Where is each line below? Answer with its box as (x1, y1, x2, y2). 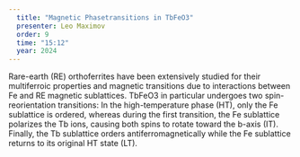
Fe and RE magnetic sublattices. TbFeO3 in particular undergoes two (8, 91, 263, 101)
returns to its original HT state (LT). (8, 138, 138, 149)
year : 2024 (16, 47, 57, 56)
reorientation (8, 100, 56, 110)
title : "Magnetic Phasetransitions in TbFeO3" (16, 13, 194, 22)
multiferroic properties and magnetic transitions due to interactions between (8, 81, 291, 92)
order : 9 (16, 30, 49, 39)
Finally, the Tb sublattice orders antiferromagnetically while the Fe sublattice (8, 128, 291, 139)
